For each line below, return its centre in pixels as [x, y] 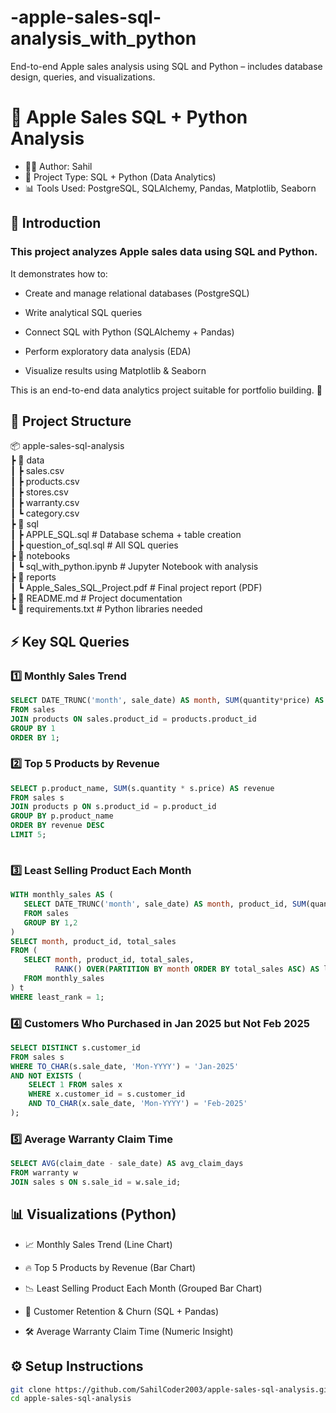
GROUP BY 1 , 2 [50, 922]
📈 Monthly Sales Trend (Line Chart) [98, 1244]
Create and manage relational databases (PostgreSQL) [137, 293]
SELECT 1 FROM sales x [75, 1085]
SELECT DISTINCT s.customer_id [75, 1047]
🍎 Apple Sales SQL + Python [129, 117]
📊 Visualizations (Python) [93, 1214]
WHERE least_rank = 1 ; [57, 997]
